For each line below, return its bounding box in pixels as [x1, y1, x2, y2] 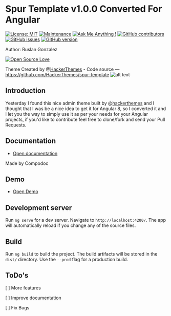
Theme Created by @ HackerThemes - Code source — [5, 66, 120, 72]
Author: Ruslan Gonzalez [5, 46, 58, 52]
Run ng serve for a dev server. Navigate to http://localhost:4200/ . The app [5, 217, 166, 223]
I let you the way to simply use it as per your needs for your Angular [5, 111, 148, 117]
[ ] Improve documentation [5, 294, 61, 301]
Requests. [5, 121, 27, 128]
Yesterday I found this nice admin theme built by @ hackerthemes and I [5, 100, 155, 106]
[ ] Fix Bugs [5, 304, 30, 310]
